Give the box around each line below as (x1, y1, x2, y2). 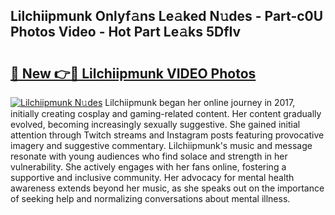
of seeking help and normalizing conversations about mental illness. (10, 193, 291, 204)
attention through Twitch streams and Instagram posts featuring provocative (10, 129, 325, 141)
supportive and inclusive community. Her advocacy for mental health (10, 172, 295, 183)
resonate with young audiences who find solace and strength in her (10, 150, 288, 162)
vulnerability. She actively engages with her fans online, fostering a (10, 161, 287, 173)
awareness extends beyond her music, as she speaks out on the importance (10, 182, 325, 194)
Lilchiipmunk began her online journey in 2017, (104, 97, 296, 108)
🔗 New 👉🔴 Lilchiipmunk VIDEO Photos (10, 65, 257, 82)
